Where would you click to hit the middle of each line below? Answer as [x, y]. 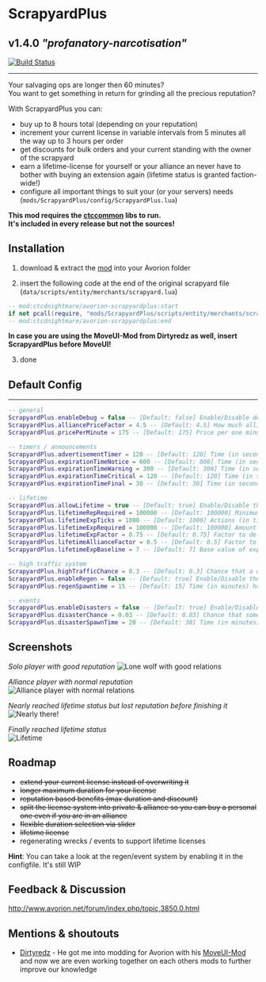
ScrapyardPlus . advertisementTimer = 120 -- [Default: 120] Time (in [123, 454]
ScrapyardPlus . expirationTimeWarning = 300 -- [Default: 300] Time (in [129, 469]
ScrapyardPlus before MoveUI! [60, 344]
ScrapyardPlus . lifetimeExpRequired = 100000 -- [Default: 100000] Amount [133, 527]
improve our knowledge [58, 969]
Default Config [45, 384]
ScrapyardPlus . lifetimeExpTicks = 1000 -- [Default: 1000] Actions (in [129, 520]
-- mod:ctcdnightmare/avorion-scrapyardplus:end [90, 321]
